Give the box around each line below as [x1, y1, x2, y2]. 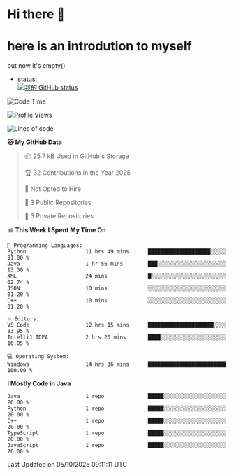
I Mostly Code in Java [7, 379, 71, 388]
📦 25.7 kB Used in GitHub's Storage [24, 152, 129, 160]
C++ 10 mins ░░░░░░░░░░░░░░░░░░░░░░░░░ [7, 297, 227, 304]
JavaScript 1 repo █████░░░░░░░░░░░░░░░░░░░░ [7, 442, 227, 449]
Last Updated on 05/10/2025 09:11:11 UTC [7, 460, 128, 469]
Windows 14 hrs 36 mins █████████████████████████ [7, 361, 227, 368]
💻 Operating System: [7, 353, 70, 360]
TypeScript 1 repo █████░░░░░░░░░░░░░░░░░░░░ [7, 430, 227, 437]
